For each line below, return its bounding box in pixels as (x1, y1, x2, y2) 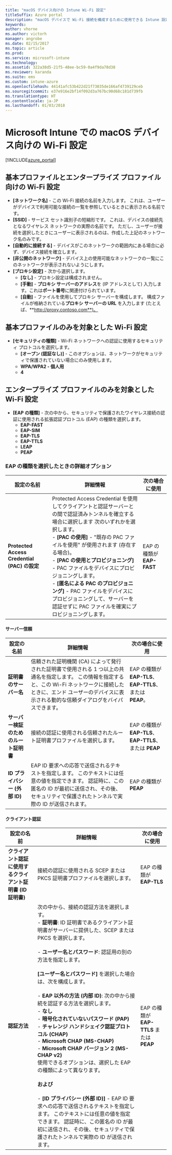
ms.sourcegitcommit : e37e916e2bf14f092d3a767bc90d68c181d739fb (5, 88, 143, 94)
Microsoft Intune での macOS (5, 127, 132, 139)
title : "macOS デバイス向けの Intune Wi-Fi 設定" (5, 7, 106, 13)
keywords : (5, 22, 27, 27)
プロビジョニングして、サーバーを (52, 595, 134, 602)
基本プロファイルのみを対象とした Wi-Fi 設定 (5, 323, 147, 332)
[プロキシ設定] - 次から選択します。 (12, 268, 88, 274)
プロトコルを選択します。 (18, 344, 73, 350)
